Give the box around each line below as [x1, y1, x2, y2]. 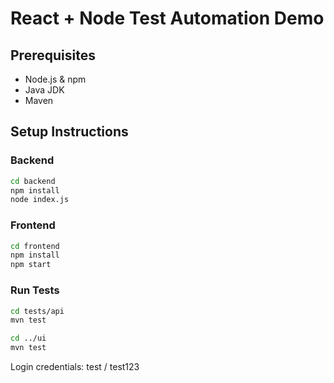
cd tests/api [10, 306, 65, 316]
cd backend [10, 176, 56, 186]
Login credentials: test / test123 [10, 361, 140, 373]
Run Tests [10, 283, 60, 297]
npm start [10, 260, 52, 270]
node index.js [10, 195, 70, 205]
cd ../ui [10, 333, 47, 344]
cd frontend [10, 241, 60, 251]
